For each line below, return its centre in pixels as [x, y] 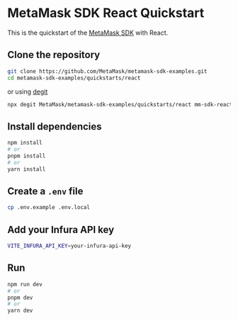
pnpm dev [20, 298]
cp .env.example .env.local [49, 208]
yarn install [27, 169]
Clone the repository [54, 55]
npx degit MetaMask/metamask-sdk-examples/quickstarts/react [100, 104]
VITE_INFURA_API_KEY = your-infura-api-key [69, 246]
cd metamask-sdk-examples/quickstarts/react [74, 78]
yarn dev [20, 311]
